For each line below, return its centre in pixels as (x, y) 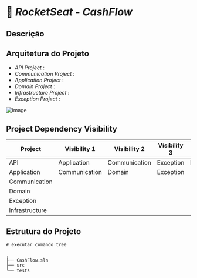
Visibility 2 (129, 149)
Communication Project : (45, 74)
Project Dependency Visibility (62, 129)
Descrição (25, 34)
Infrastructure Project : (42, 93)
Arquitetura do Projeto (48, 53)
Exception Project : (37, 99)
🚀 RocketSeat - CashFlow (69, 12)
